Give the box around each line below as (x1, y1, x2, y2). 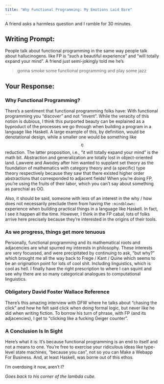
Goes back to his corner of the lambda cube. (5, 374, 96, 380)
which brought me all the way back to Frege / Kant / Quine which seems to (5, 255, 156, 261)
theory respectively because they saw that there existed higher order (5, 170, 144, 176)
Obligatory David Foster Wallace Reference (5, 288, 110, 295)
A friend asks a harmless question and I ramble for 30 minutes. (5, 21, 132, 27)
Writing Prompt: (5, 35, 55, 43)
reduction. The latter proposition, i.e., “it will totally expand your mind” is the (5, 149, 158, 155)
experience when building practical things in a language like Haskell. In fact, (5, 206, 158, 212)
